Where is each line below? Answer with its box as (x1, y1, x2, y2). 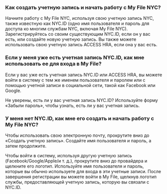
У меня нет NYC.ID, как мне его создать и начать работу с (5, 115, 155, 122)
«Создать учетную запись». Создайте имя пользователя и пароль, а (5, 137, 152, 143)
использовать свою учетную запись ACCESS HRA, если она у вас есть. (5, 42, 158, 48)
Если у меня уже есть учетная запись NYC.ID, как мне (5, 54, 145, 61)
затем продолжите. (5, 143, 47, 149)
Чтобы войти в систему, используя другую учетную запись (5, 152, 132, 158)
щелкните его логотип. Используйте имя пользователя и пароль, (5, 163, 144, 169)
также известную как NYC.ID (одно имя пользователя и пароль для (5, 20, 150, 26)
